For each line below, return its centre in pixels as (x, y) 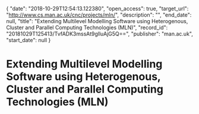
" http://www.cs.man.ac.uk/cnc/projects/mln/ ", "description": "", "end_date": (99, 15)
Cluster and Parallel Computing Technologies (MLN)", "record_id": (87, 27)
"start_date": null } (29, 40)
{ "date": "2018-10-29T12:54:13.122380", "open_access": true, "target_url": (97, 9)
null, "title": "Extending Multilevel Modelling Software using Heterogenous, (97, 21)
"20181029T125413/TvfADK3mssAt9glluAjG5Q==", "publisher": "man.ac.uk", (99, 34)
